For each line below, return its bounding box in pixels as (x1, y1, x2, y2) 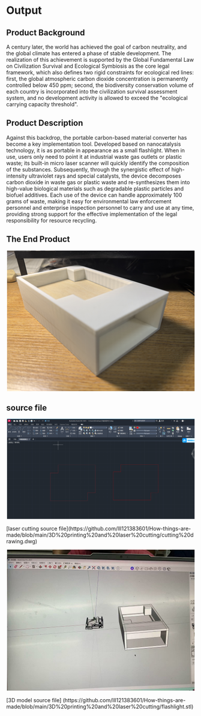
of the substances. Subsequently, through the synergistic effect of (6, 166, 170, 173)
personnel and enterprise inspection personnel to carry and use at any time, (6, 204, 194, 211)
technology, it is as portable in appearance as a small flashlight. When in (6, 146, 185, 154)
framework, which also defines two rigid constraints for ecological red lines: (6, 69, 194, 76)
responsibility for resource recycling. (6, 216, 97, 224)
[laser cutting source (6, 525, 58, 532)
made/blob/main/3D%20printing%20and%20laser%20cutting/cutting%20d (6, 531, 194, 538)
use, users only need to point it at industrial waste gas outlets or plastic (6, 153, 182, 160)
